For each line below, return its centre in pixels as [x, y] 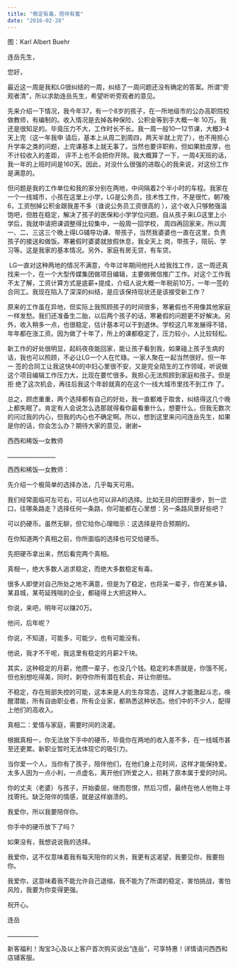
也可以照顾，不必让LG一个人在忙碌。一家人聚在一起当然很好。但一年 [126, 357]
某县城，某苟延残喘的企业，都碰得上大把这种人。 [79, 592]
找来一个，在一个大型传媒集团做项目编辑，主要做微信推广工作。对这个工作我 [119, 274]
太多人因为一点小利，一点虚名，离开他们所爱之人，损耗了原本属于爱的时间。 [119, 772]
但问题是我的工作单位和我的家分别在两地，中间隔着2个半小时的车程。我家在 [118, 188]
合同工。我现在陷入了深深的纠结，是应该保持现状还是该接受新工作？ [107, 291]
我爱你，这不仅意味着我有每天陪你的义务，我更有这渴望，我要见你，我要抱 [116, 857]
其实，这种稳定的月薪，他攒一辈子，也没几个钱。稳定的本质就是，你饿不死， [119, 668]
